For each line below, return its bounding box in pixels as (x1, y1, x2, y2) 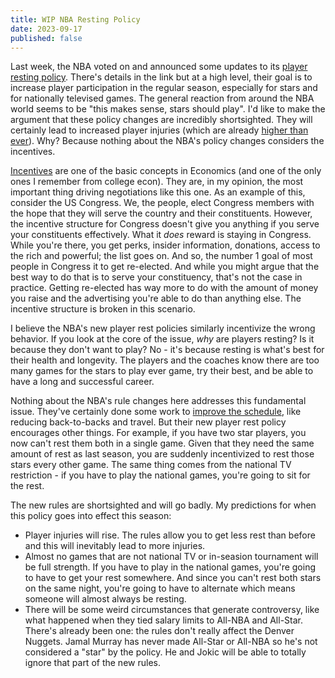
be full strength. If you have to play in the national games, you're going (24, 561, 316, 573)
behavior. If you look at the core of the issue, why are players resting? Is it (10, 333, 315, 345)
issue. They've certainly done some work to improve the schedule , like (10, 406, 302, 418)
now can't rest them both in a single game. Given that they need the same (10, 437, 315, 450)
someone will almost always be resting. (24, 593, 187, 605)
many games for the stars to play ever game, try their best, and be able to (10, 365, 314, 377)
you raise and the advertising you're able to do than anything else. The (10, 292, 302, 305)
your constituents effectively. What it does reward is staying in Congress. (10, 229, 312, 241)
